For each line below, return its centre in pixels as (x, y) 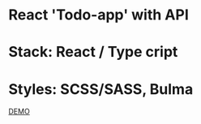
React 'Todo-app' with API (98, 15)
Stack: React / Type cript (93, 52)
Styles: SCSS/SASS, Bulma (101, 89)
